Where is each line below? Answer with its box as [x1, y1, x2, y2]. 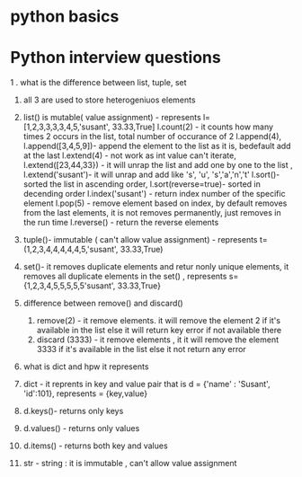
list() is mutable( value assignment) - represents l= [22, 112, 210, 123]
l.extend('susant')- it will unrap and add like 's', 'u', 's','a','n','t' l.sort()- [22, 169, 280, 181]
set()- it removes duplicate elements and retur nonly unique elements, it [22, 261, 289, 272]
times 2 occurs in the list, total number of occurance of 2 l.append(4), [22, 131, 282, 142]
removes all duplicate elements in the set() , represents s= [22, 271, 239, 282]
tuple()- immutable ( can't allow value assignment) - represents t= [22, 234, 268, 245]
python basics [10, 6, 120, 27]
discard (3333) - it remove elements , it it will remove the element [36, 334, 280, 345]
